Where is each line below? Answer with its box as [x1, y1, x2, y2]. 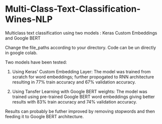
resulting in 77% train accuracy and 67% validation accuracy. [12, 79, 136, 85]
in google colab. [5, 50, 38, 56]
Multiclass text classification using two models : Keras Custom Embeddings [5, 30, 158, 36]
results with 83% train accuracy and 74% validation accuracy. [12, 99, 137, 104]
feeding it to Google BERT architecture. [5, 113, 84, 119]
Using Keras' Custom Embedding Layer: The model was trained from [12, 68, 151, 74]
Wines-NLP [5, 14, 53, 25]
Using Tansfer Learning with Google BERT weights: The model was [12, 88, 148, 94]
